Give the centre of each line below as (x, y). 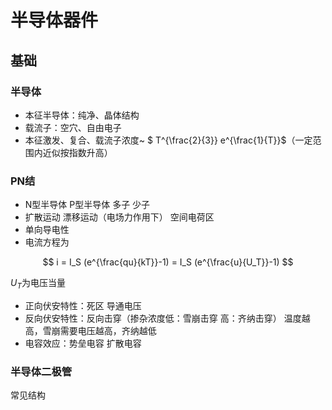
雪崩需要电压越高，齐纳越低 (99, 330)
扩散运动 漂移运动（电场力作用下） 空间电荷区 (119, 217)
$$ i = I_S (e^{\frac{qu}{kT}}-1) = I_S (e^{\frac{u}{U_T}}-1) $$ (168, 262)
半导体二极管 (41, 371)
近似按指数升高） (77, 152)
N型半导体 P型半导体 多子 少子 (87, 205)
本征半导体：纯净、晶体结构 (82, 115)
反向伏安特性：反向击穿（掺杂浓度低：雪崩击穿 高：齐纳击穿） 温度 (163, 318)
